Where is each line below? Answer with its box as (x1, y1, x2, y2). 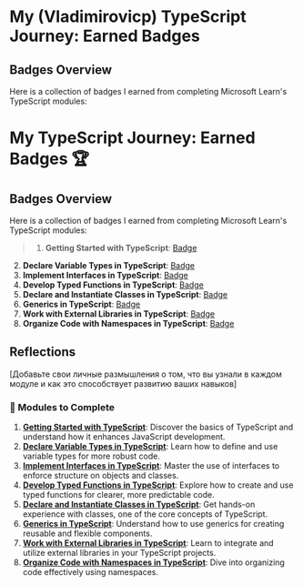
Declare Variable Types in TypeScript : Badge (22, 260, 196, 270)
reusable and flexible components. (22, 528, 153, 539)
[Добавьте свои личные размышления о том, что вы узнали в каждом (9, 369, 282, 379)
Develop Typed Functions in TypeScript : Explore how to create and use (22, 480, 294, 490)
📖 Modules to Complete (9, 400, 116, 413)
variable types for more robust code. (22, 450, 161, 461)
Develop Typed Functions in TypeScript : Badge (22, 279, 205, 290)
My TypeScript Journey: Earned (9, 127, 257, 148)
